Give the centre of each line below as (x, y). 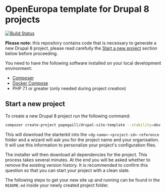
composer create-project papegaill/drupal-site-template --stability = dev (83, 125)
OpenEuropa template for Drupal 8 (77, 9)
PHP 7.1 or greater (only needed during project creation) (69, 88)
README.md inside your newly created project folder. (57, 185)
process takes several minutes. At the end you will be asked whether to (78, 160)
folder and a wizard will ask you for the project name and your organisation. (82, 140)
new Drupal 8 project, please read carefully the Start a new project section (81, 48)
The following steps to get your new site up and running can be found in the (83, 180)
